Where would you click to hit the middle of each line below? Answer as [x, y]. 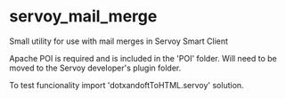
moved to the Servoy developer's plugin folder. [95, 68]
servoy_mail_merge [83, 16]
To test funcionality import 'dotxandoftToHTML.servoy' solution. [127, 85]
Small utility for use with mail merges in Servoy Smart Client [119, 41]
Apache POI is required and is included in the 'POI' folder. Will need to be [143, 58]
